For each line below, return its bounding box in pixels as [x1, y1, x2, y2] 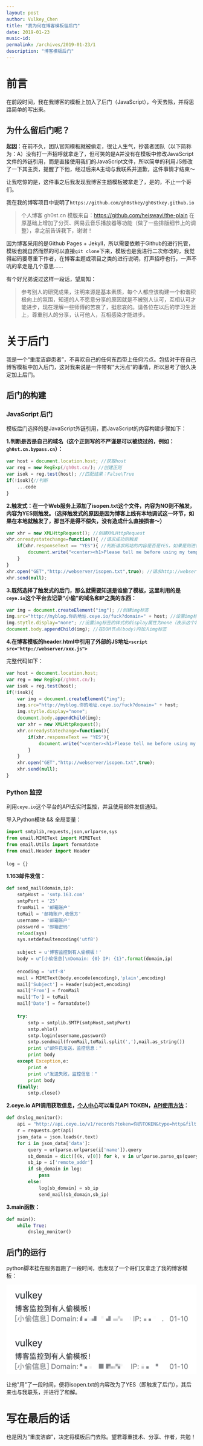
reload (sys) [17, 930, 47, 936]
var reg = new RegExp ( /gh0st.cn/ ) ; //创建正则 [6, 465, 122, 471]
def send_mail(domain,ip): [6, 885, 74, 891]
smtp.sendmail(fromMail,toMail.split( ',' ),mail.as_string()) [28, 1039, 185, 1045]
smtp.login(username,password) [28, 1032, 107, 1039]
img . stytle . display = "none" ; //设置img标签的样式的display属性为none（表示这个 [6, 620, 195, 626]
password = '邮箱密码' [17, 924, 71, 930]
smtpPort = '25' [17, 898, 59, 904]
